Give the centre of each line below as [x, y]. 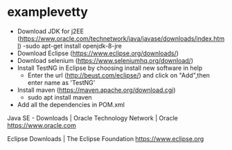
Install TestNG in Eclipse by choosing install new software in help [110, 68]
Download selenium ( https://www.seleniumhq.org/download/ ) [105, 60]
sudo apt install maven [60, 97]
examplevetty [48, 12]
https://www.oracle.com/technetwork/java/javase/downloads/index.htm [122, 38]
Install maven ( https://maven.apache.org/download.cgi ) [96, 90]
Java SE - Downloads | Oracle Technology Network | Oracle [92, 118]
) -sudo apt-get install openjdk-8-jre [71, 46]
